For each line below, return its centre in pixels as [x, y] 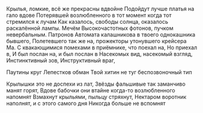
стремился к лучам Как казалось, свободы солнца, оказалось [87, 22]
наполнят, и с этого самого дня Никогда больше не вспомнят [86, 103]
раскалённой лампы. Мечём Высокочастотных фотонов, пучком [90, 28]
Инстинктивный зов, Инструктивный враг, [61, 60]
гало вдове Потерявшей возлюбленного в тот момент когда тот [89, 15]
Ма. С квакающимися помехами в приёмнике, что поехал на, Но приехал [102, 47]
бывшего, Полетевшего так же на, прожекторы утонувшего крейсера [96, 41]
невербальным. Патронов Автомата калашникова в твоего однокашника [101, 35]
